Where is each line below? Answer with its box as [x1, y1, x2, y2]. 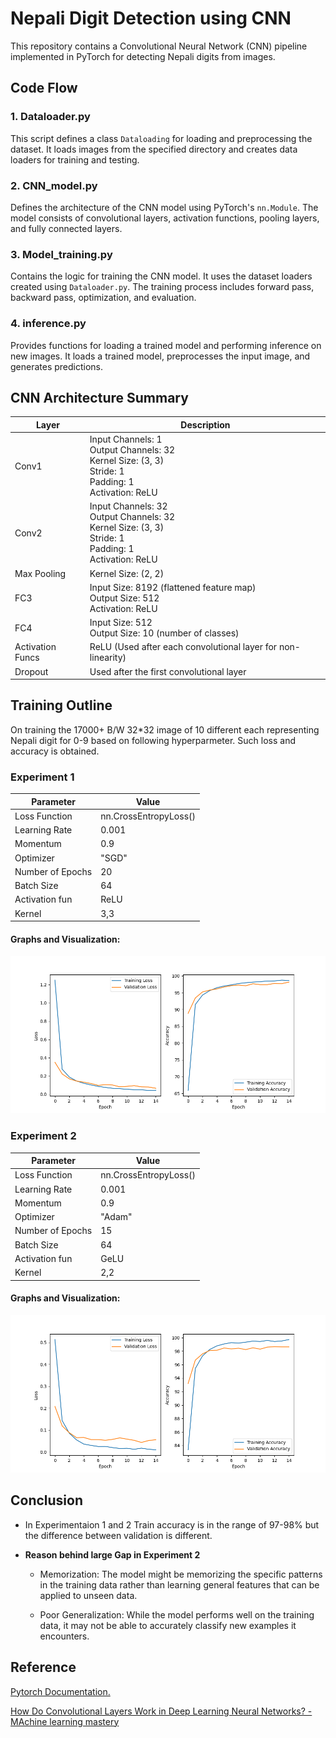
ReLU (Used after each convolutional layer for [89, 641, 278, 653]
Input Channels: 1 [89, 433, 163, 446]
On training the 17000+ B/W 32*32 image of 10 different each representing [10, 723, 320, 736]
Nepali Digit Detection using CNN [10, 7, 292, 30]
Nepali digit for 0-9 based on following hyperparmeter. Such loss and [10, 734, 296, 746]
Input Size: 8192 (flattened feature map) [89, 581, 257, 593]
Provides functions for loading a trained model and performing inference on [10, 339, 322, 351]
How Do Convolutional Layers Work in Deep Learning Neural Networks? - [10, 1705, 313, 1717]
